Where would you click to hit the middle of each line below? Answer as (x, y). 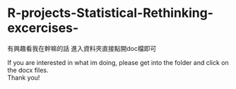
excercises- (43, 28)
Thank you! (24, 77)
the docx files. (28, 70)
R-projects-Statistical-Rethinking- (111, 13)
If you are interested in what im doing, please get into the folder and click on (118, 62)
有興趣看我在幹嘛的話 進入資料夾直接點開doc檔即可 (82, 48)
